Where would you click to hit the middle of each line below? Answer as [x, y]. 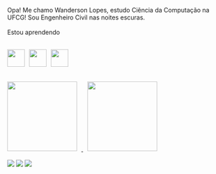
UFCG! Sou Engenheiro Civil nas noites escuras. [76, 17]
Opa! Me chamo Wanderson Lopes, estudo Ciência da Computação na [108, 10]
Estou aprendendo [34, 32]
